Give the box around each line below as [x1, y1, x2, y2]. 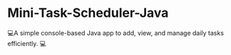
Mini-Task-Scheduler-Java [7, 5, 169, 21]
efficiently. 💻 [7, 39, 46, 47]
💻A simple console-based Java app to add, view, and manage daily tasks [7, 28, 225, 37]
